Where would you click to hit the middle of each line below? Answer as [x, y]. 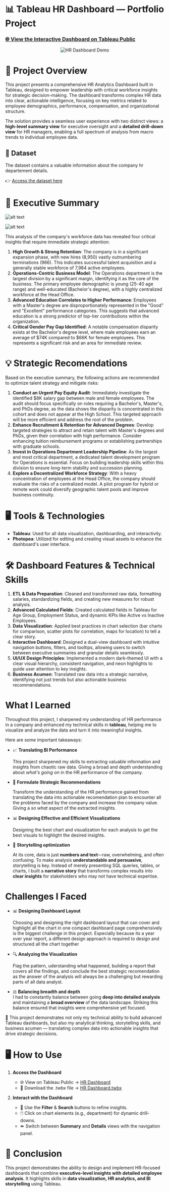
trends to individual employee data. [42, 137]
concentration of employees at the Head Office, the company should [84, 479]
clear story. [24, 637]
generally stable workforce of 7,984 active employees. [69, 268]
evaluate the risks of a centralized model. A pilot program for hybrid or [86, 484]
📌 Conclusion [34, 1153]
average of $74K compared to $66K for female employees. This [79, 338]
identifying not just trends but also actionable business [69, 680]
